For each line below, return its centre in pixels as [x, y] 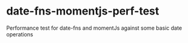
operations [20, 34]
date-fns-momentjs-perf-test [83, 11]
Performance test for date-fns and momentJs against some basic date [94, 28]
